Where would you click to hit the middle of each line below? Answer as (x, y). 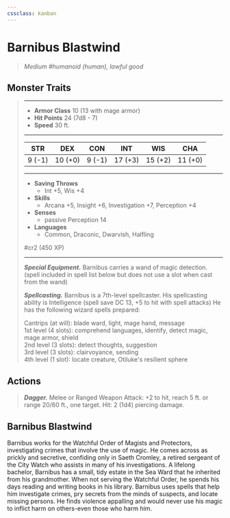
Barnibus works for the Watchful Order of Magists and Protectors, (100, 443)
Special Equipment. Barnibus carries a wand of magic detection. (115, 267)
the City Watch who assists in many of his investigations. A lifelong (101, 465)
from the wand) (46, 282)
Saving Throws (56, 184)
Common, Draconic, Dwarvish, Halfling (99, 234)
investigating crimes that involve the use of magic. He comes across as (107, 450)
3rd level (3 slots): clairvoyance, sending (81, 352)
